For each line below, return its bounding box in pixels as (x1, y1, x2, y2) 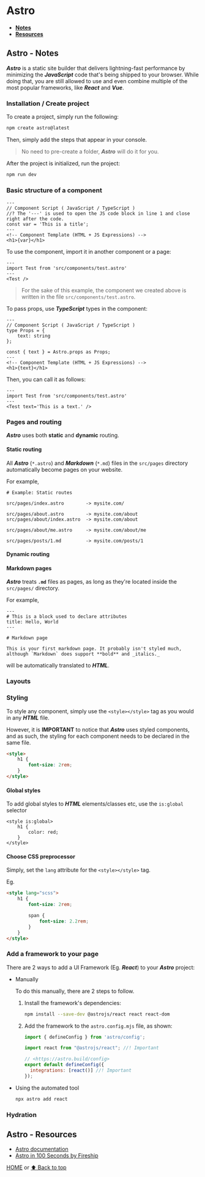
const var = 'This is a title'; (6, 221, 89, 228)
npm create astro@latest (6, 125, 70, 132)
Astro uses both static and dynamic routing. (6, 432, 119, 439)
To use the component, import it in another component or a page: (6, 248, 171, 256)
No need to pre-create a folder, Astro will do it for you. (21, 147, 159, 155)
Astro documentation (15, 1145, 69, 1153)
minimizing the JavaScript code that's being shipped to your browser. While (6, 71, 199, 78)
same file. (6, 738, 31, 746)
